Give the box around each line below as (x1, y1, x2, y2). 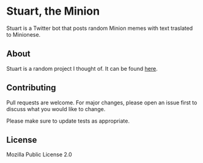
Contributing (6, 82, 56, 93)
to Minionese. (6, 31, 41, 38)
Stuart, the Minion (6, 4, 100, 18)
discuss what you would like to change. (6, 105, 106, 112)
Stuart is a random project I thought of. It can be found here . (6, 65, 158, 72)
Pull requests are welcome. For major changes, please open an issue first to (6, 99, 197, 106)
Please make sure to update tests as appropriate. (6, 117, 130, 125)
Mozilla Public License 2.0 (6, 151, 72, 158)
